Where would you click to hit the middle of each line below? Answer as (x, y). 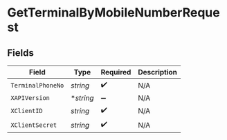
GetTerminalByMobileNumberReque (113, 13)
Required (116, 72)
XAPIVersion (30, 98)
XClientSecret (34, 125)
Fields (21, 53)
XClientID (27, 111)
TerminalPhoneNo (37, 85)
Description (158, 72)
